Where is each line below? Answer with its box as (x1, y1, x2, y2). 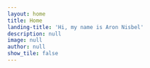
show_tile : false (7, 50, 59, 57)
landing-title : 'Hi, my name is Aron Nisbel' (7, 23, 144, 30)
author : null (7, 43, 46, 50)
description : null (7, 30, 62, 38)
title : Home (7, 17, 42, 24)
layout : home (7, 10, 46, 18)
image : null (7, 37, 42, 44)
